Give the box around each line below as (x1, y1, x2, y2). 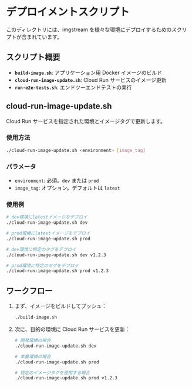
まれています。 (26, 33, 63, 40)
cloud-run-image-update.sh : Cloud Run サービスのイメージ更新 (14, 76, 167, 83)
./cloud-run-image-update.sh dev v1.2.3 (6, 252, 107, 258)
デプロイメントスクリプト (6, 5, 130, 19)
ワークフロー (6, 286, 53, 296)
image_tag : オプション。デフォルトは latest (14, 184, 120, 191)
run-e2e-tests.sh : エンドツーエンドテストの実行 (14, 84, 132, 91)
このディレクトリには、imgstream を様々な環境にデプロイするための (6, 26, 172, 33)
